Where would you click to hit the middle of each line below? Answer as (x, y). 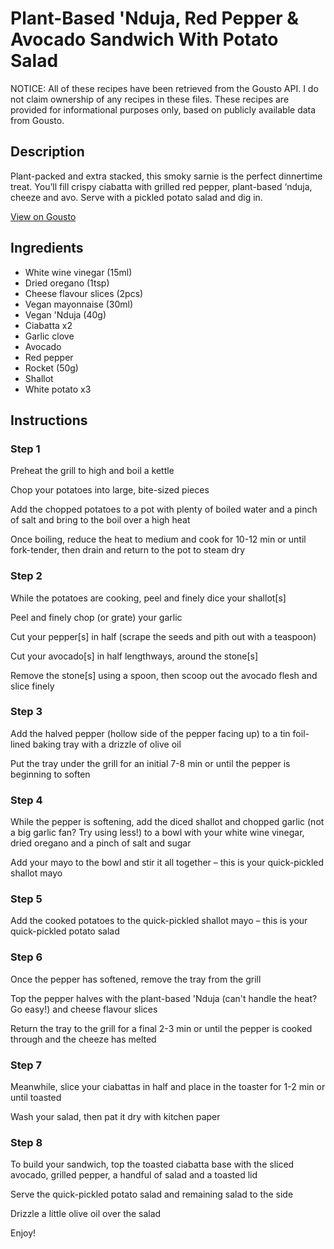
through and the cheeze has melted (83, 1039)
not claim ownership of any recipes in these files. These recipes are (150, 99)
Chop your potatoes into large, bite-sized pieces (110, 490)
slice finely (32, 686)
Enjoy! (23, 1233)
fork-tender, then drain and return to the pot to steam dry (128, 550)
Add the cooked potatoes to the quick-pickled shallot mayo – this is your (159, 921)
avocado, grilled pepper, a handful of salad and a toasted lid (134, 1175)
